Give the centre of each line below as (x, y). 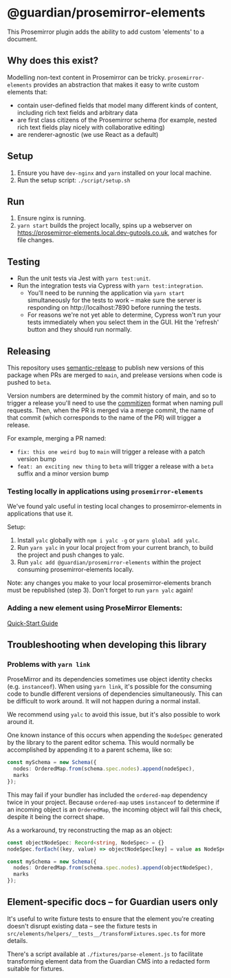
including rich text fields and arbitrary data (77, 112)
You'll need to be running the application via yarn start (106, 293)
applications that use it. (40, 513)
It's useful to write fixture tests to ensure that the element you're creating (111, 918)
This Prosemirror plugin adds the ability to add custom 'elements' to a (106, 32)
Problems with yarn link (49, 664)
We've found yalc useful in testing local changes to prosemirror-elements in (114, 507)
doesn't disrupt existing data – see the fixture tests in (82, 926)
